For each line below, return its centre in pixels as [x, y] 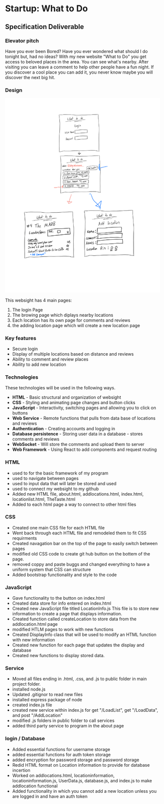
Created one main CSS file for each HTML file [58, 527]
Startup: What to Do [47, 9]
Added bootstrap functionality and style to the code [64, 575]
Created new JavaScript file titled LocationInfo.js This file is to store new [85, 609]
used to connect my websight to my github [55, 489]
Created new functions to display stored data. [58, 656]
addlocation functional [35, 786]
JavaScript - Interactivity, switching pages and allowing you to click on [84, 408]
